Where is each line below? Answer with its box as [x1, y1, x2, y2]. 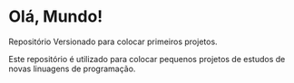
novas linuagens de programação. [8, 63, 136, 74]
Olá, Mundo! [8, 6, 103, 27]
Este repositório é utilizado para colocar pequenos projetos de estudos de [8, 53, 286, 64]
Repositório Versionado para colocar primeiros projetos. [8, 36, 219, 47]
